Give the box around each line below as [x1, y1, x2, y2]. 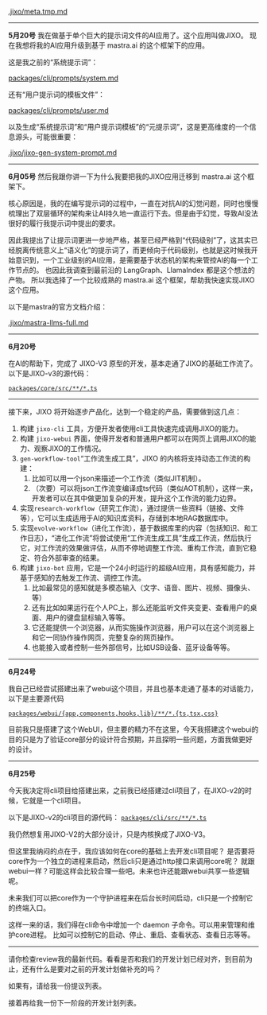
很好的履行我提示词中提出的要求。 [8, 219, 120, 227]
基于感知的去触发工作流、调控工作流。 [19, 573, 145, 582]
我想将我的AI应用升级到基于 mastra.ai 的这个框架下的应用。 [14, 41, 209, 50]
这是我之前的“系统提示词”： [8, 57, 99, 67]
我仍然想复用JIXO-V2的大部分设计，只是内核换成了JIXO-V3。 [8, 830, 211, 838]
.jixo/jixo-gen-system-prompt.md [8, 148, 118, 157]
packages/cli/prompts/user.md [8, 106, 109, 115]
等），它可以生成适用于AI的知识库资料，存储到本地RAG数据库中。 [19, 513, 233, 523]
